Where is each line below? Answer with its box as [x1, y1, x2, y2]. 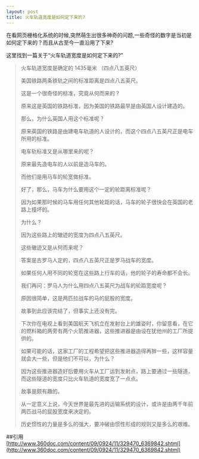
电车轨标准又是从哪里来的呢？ [20, 147, 94, 155]
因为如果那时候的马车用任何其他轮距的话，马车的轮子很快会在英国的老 [20, 198, 194, 206]
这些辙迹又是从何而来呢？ [20, 244, 84, 251]
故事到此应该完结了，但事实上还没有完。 [20, 307, 120, 314]
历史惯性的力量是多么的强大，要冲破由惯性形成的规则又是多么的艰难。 [20, 420, 194, 427]
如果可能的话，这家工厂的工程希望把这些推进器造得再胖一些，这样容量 [20, 347, 194, 355]
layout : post [6, 8, 39, 15]
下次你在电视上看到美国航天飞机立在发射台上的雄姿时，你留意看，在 [20, 320, 188, 327]
